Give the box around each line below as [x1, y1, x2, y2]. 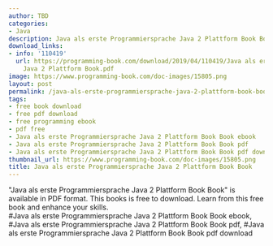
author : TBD [8, 11, 49, 20]
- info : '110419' [8, 50, 67, 58]
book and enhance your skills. [8, 202, 109, 212]
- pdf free [8, 125, 45, 133]
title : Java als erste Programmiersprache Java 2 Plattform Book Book [8, 163, 253, 171]
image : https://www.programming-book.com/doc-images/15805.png [8, 72, 227, 80]
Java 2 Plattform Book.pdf [23, 65, 115, 73]
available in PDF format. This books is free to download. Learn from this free [8, 194, 264, 204]
